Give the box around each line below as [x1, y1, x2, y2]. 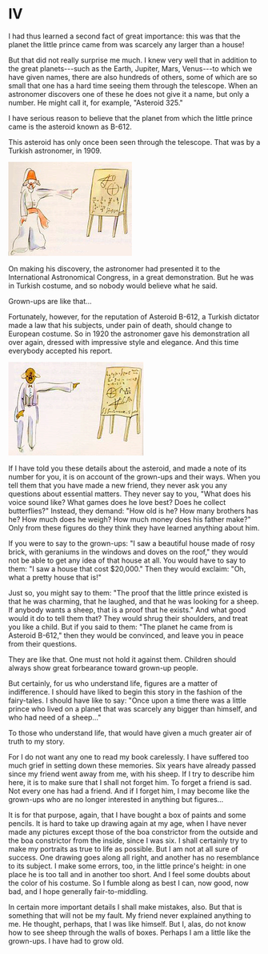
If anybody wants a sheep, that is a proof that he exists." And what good [8, 605, 246, 615]
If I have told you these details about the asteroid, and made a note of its [8, 463, 246, 473]
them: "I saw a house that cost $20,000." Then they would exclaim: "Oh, [8, 563, 246, 573]
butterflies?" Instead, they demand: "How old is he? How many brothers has [8, 506, 258, 515]
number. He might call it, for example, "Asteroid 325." [8, 98, 184, 107]
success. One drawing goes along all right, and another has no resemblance [8, 852, 260, 862]
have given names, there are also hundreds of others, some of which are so [8, 72, 258, 82]
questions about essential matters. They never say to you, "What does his [8, 489, 251, 499]
